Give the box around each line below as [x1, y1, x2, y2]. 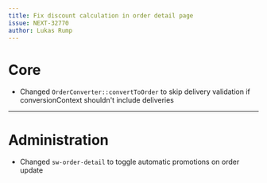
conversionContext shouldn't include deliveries [19, 95, 175, 105]
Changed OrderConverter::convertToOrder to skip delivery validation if [19, 87, 250, 96]
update [19, 165, 44, 175]
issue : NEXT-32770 [8, 19, 69, 27]
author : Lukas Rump [8, 26, 73, 34]
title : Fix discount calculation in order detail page [8, 11, 194, 20]
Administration [8, 130, 109, 149]
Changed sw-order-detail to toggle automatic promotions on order [19, 157, 240, 167]
